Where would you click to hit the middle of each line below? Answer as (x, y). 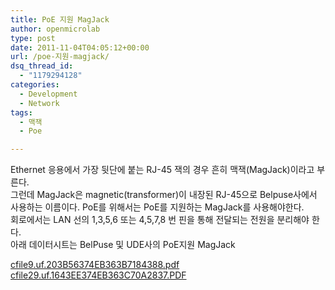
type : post (33, 38)
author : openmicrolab (55, 29)
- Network (39, 103)
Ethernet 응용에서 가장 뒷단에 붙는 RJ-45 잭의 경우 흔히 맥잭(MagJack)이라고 (162, 170)
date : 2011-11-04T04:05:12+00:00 (80, 47)
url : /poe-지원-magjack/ (60, 57)
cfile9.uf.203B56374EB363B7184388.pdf (95, 265)
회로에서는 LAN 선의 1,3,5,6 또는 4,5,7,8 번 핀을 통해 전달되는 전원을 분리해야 (160, 220)
